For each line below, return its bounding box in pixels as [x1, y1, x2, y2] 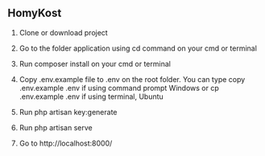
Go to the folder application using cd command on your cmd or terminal [19, 43, 257, 53]
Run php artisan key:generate [19, 107, 118, 117]
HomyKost [7, 6, 62, 20]
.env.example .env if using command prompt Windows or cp [19, 83, 219, 92]
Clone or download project [19, 27, 108, 37]
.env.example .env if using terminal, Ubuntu [19, 92, 164, 101]
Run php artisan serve [19, 122, 93, 132]
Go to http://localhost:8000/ [19, 138, 113, 148]
